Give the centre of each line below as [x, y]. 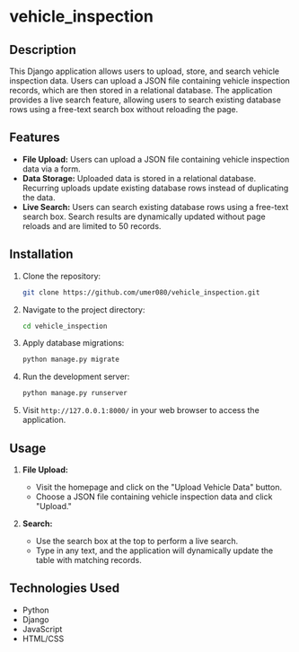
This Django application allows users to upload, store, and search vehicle [145, 71]
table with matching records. [88, 559]
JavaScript [42, 629]
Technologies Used [64, 589]
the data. [39, 197]
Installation [41, 255]
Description [43, 50]
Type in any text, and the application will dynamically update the [154, 551]
